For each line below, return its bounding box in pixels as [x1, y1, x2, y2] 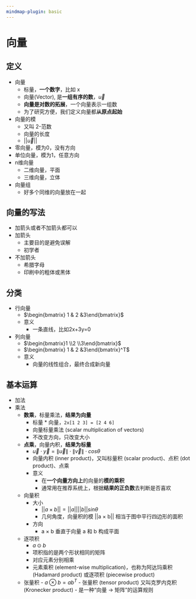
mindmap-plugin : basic [6, 8, 62, 15]
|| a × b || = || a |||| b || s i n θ [41, 506, 99, 513]
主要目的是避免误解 [23, 239, 71, 246]
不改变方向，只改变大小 [32, 434, 90, 441]
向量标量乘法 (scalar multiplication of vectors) [32, 426, 144, 434]
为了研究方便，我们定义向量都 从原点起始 [23, 108, 123, 115]
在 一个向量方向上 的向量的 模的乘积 [41, 477, 125, 484]
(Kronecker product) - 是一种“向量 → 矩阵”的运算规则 [23, 586, 154, 593]
